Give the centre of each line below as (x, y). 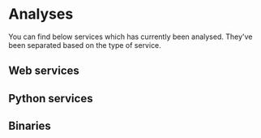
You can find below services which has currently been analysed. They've (130, 37)
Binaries (30, 126)
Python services (51, 98)
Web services (44, 71)
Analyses (41, 14)
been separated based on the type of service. (85, 45)
